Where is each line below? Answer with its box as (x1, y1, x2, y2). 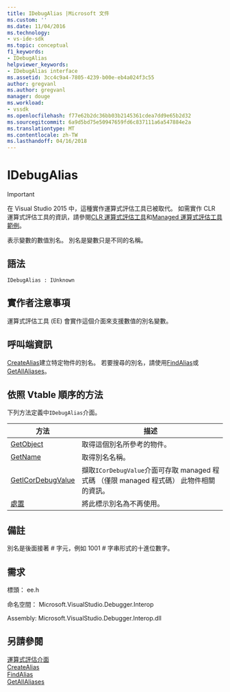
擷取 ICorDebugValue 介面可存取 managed (81, 465, 211, 475)
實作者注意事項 (7, 297, 71, 309)
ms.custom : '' (7, 16, 48, 23)
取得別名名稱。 (81, 453, 130, 462)
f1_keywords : (7, 49, 44, 56)
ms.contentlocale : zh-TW (7, 131, 78, 138)
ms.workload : (7, 100, 44, 107)
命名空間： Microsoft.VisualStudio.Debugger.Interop (7, 600, 154, 608)
